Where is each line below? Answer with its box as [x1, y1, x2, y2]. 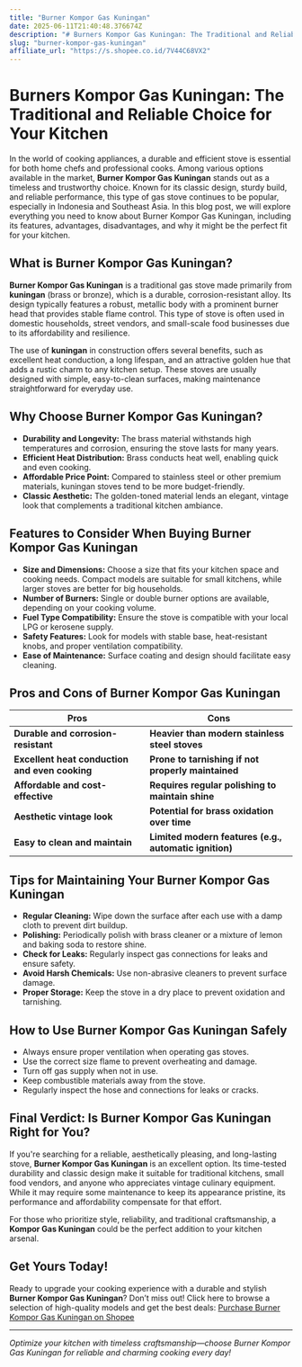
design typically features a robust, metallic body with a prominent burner [9, 299, 279, 309]
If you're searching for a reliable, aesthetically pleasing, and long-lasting [9, 1148, 277, 1159]
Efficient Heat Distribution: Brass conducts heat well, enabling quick [22, 451, 279, 463]
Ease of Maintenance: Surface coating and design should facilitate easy [22, 649, 291, 661]
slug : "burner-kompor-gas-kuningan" [9, 38, 147, 48]
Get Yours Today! [9, 1259, 109, 1274]
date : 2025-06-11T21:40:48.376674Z [9, 22, 143, 31]
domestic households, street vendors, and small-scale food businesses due [9, 317, 290, 328]
